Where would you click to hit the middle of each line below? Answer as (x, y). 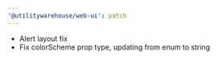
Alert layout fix (43, 38)
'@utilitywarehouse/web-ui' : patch (67, 16)
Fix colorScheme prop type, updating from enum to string (115, 47)
